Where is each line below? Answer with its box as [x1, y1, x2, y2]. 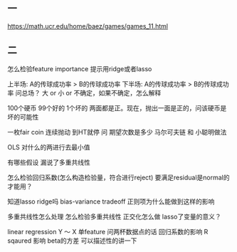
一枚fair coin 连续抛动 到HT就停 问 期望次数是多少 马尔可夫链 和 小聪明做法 [7, 127, 227, 136]
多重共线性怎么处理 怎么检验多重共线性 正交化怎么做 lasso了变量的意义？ [7, 212, 222, 221]
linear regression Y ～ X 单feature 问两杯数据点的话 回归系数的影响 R [7, 227, 209, 236]
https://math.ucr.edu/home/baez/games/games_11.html [7, 21, 169, 30]
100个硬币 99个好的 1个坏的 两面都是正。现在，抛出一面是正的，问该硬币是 [7, 103, 227, 112]
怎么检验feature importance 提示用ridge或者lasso [7, 64, 152, 73]
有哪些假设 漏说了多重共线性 [7, 158, 90, 167]
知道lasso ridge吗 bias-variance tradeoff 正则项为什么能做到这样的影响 [7, 197, 215, 206]
